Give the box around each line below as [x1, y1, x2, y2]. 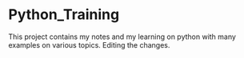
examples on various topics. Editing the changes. [8, 40, 170, 49]
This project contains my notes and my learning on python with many [8, 32, 236, 41]
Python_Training [8, 6, 120, 24]
